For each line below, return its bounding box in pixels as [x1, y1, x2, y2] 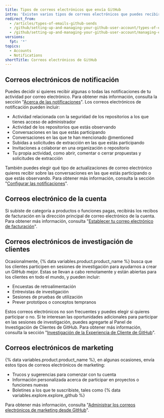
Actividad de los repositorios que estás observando [12, 124, 116, 130]
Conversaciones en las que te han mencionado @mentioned [12, 134, 134, 140]
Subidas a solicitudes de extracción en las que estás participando [12, 140, 145, 146]
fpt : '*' [9, 39, 27, 44]
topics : [5, 44, 21, 49]
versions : [5, 35, 25, 40]
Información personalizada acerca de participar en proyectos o [12, 376, 139, 383]
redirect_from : [5, 16, 36, 21]
